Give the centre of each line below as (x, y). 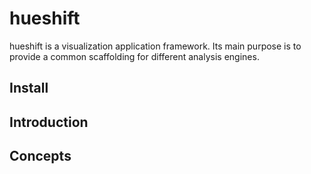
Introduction (49, 122)
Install (29, 88)
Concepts (40, 156)
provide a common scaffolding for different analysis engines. (134, 56)
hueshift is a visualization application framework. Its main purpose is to (155, 46)
